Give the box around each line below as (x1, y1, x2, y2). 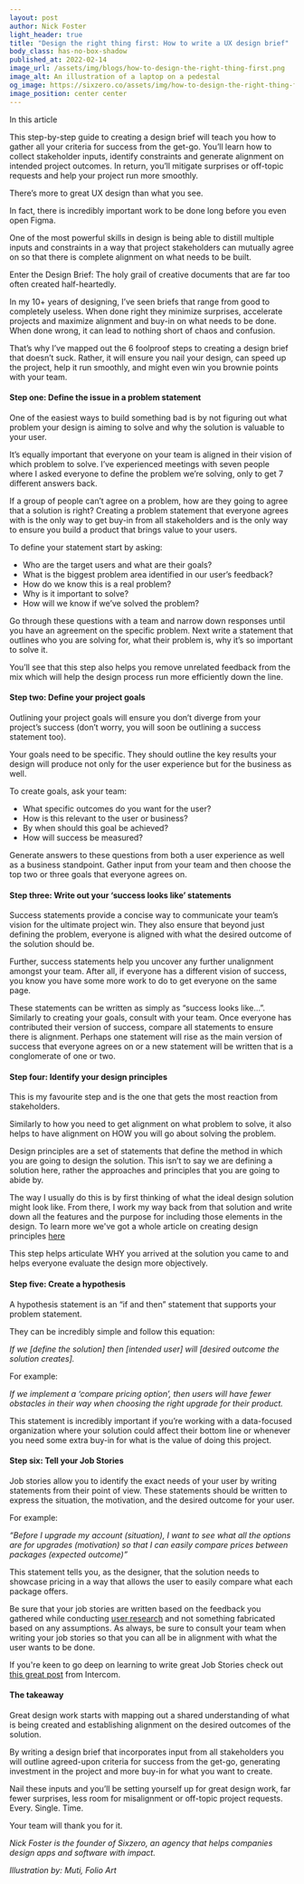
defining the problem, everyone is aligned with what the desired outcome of (9, 929, 292, 940)
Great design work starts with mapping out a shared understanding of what (9, 1709, 290, 1720)
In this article (9, 114, 58, 125)
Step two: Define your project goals (9, 692, 147, 703)
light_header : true (9, 30, 83, 39)
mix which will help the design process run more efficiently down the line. (9, 671, 283, 682)
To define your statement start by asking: (9, 541, 163, 552)
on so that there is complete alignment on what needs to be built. (9, 251, 252, 263)
